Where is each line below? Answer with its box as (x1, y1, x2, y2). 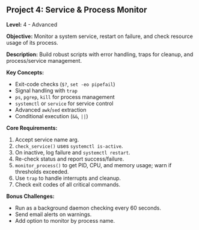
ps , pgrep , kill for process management (14, 93, 115, 100)
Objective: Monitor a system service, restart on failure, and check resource (6, 33, 194, 40)
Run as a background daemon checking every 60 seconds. (14, 204, 161, 211)
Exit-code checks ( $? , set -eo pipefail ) (14, 80, 115, 88)
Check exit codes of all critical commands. (14, 180, 121, 188)
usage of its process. (6, 39, 58, 46)
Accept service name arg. (14, 136, 79, 143)
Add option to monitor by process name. (14, 217, 115, 224)
